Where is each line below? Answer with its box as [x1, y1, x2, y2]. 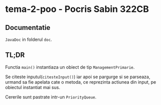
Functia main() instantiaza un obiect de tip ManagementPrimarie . [5, 64, 135, 70]
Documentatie [5, 23, 51, 32]
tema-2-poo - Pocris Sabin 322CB [5, 3, 149, 15]
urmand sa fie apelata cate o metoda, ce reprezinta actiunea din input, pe [5, 79, 156, 85]
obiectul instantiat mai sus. [5, 84, 60, 90]
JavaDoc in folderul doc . [5, 36, 52, 42]
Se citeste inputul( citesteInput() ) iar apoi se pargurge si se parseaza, [5, 74, 150, 80]
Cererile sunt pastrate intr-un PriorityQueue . [5, 94, 96, 100]
